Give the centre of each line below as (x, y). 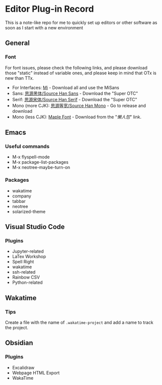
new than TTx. (20, 78)
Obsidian (19, 343)
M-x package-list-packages (40, 162)
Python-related (27, 282)
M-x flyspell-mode (31, 157)
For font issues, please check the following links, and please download (76, 67)
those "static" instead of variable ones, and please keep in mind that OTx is (81, 73)
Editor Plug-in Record (49, 9)
